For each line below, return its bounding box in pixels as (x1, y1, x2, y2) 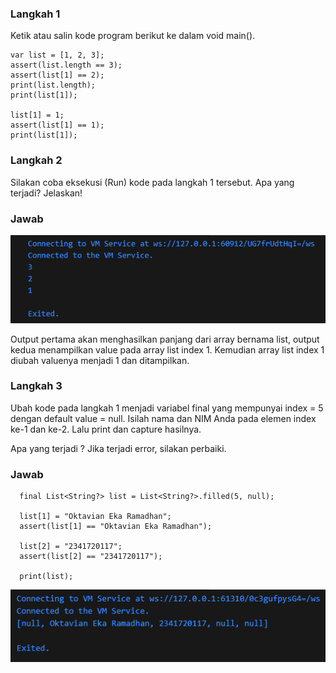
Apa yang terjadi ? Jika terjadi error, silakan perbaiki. (10, 442, 227, 454)
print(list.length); (10, 80, 97, 91)
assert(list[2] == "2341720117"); (19, 552, 163, 562)
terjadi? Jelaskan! (10, 187, 83, 199)
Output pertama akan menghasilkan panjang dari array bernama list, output (10, 333, 320, 345)
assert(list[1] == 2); (10, 70, 105, 81)
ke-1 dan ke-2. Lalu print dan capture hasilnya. (10, 423, 202, 435)
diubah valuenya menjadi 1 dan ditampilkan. (10, 354, 190, 366)
